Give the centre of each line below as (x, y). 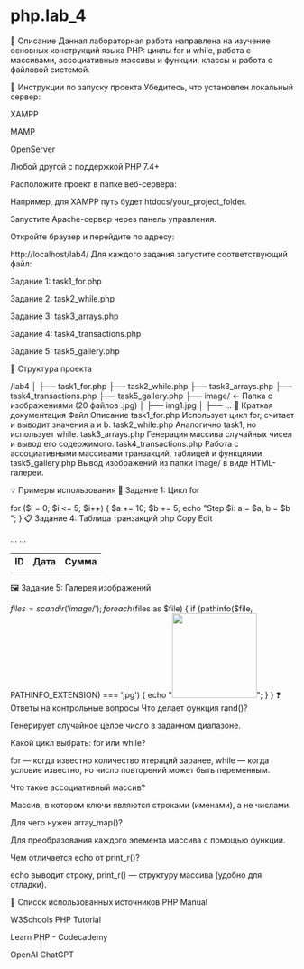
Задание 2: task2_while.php (63, 298)
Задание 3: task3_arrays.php (64, 316)
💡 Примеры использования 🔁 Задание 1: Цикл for (105, 489)
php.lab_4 (48, 16)
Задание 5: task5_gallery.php (65, 351)
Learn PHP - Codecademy (59, 936)
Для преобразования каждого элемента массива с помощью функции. (148, 840)
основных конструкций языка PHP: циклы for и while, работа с (131, 50)
